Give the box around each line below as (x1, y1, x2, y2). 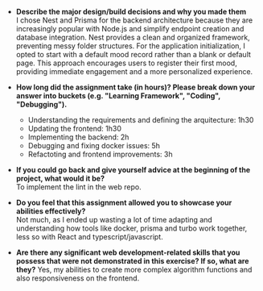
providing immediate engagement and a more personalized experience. (15, 67, 253, 76)
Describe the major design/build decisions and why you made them (15, 7, 247, 16)
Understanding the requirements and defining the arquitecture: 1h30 (27, 115, 254, 124)
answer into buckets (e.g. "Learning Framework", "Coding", (15, 91, 221, 100)
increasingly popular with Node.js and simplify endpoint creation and (15, 24, 245, 33)
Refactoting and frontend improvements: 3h (27, 149, 173, 159)
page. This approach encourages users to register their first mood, (15, 58, 237, 68)
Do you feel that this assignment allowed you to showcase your (15, 197, 232, 207)
